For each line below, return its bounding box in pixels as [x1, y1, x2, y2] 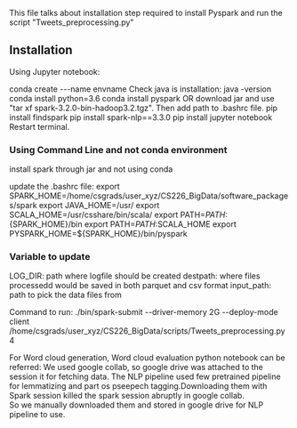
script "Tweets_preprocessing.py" [9, 17, 134, 28]
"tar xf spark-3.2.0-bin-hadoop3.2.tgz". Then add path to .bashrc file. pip [9, 102, 278, 113]
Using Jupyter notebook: [9, 66, 100, 77]
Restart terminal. [9, 121, 70, 132]
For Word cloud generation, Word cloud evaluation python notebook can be [9, 352, 286, 363]
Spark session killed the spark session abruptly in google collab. [9, 391, 245, 401]
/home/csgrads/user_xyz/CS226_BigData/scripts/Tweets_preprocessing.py [9, 326, 286, 336]
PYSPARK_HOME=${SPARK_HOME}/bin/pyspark [9, 229, 189, 239]
